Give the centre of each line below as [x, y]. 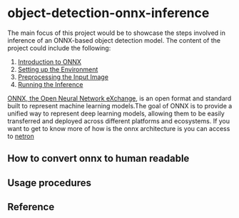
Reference [31, 207]
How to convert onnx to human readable [98, 159]
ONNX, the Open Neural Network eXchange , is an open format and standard [119, 98]
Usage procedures [49, 183]
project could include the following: [59, 48]
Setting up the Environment [58, 69]
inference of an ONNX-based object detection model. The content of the [114, 40]
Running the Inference [50, 84]
